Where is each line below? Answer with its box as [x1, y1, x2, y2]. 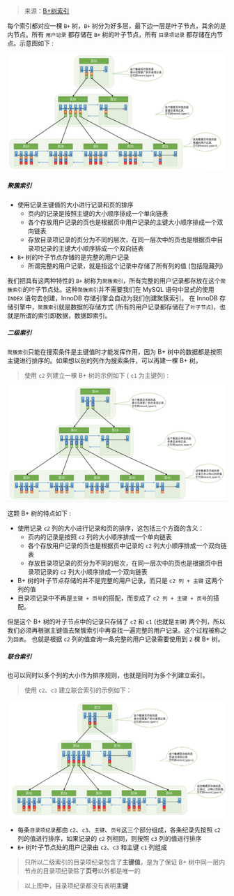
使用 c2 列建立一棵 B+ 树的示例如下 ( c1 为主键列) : [24, 371, 169, 379]
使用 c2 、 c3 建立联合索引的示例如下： [24, 686, 132, 694]
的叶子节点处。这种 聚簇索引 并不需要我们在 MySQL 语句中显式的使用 [22, 285, 214, 293]
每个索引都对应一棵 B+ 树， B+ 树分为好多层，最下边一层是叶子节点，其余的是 [7, 22, 226, 30]
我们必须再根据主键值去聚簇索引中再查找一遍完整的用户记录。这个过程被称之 [7, 626, 227, 634]
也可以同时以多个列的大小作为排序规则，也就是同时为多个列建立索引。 [7, 670, 209, 680]
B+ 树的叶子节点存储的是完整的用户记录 [17, 253, 130, 261]
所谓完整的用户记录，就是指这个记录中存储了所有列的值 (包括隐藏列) [27, 261, 224, 270]
